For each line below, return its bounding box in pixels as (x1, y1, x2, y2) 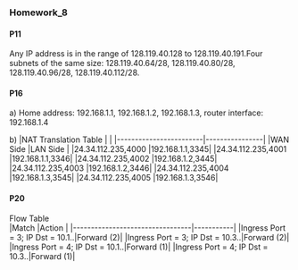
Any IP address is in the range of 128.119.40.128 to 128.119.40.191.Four (9, 48, 263, 59)
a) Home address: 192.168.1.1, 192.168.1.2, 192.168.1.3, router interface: (9, 107, 264, 118)
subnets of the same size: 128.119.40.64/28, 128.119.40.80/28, (9, 58, 236, 69)
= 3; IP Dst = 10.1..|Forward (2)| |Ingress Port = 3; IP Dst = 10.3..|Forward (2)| (9, 232, 290, 242)
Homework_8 (9, 6, 69, 19)
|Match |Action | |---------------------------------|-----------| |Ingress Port (9, 222, 286, 233)
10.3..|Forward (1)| (9, 250, 76, 261)
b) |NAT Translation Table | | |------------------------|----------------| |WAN (9, 134, 290, 145)
